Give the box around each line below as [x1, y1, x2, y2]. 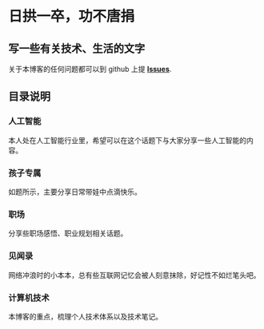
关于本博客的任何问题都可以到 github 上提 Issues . [8, 65, 172, 73]
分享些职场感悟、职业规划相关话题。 [8, 228, 128, 238]
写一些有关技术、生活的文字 [8, 42, 146, 55]
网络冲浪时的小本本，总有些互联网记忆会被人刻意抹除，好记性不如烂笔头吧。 [8, 270, 261, 279]
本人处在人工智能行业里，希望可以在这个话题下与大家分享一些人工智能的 [8, 135, 246, 145]
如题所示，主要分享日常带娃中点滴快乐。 [8, 187, 142, 196]
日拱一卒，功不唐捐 [8, 7, 135, 26]
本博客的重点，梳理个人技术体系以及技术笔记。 [8, 311, 162, 321]
